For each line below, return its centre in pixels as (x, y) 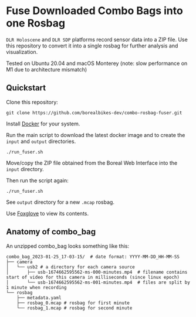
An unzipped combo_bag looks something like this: (68, 246)
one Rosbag (36, 23)
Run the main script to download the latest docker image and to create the (96, 135)
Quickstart (26, 88)
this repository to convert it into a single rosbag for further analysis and (92, 46)
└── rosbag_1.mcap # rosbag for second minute (75, 308)
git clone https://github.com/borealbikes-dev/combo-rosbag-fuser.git (94, 113)
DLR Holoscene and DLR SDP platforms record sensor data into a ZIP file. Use (97, 39)
